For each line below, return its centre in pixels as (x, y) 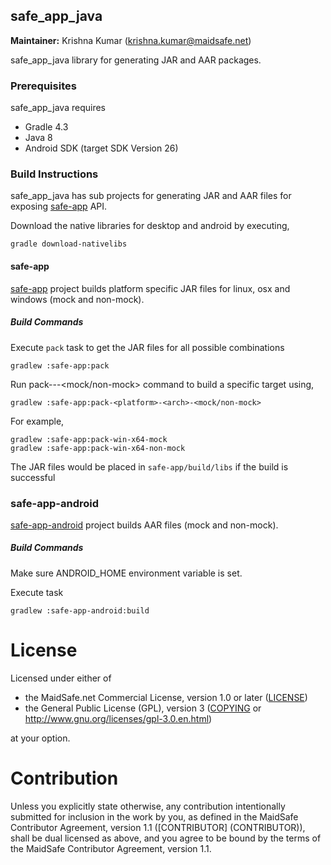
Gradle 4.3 (46, 127)
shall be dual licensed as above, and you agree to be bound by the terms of (166, 838)
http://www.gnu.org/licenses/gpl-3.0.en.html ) (118, 718)
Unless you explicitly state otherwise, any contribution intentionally (148, 806)
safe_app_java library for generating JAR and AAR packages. (136, 60)
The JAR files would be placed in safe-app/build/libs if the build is (149, 466)
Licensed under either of (61, 678)
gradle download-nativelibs (69, 244)
